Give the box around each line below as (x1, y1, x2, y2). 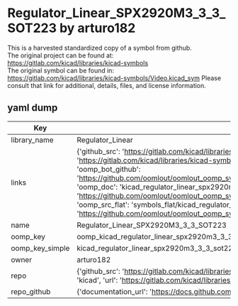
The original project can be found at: (7, 51, 114, 60)
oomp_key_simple (11, 243, 70, 253)
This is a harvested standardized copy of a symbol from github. (7, 43, 193, 52)
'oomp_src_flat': (76, 200, 130, 209)
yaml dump (7, 102, 58, 114)
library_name (11, 135, 55, 145)
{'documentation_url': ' (76, 286, 152, 296)
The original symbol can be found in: (7, 66, 115, 75)
